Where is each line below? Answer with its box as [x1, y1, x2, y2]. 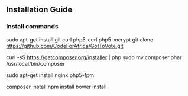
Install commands [6, 23, 59, 31]
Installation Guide [6, 5, 73, 15]
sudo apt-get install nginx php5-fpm [6, 71, 95, 79]
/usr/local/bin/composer [6, 60, 65, 67]
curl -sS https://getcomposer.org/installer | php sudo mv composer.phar [6, 53, 182, 61]
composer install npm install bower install [6, 83, 107, 90]
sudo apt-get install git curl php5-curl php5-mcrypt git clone [6, 36, 154, 43]
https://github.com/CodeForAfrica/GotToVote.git [6, 42, 124, 49]
